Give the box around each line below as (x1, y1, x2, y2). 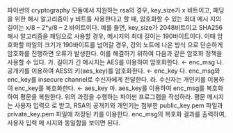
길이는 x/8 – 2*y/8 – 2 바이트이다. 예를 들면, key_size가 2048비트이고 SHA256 (7, 24, 223, 31)
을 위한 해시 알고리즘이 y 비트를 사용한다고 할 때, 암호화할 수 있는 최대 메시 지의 (7, 15, 222, 23)
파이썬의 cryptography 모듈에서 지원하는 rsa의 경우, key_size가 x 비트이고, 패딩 (7, 6, 225, 14)
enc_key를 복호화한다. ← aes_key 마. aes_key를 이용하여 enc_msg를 (14, 84, 205, 92)
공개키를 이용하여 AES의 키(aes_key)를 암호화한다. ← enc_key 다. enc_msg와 (7, 66, 220, 75)
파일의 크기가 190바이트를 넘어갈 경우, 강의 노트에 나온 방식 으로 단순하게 (25, 41, 223, 48)
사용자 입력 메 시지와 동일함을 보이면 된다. (7, 118, 120, 127)
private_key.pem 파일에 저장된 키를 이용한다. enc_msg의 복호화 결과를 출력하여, (7, 110, 227, 118)
